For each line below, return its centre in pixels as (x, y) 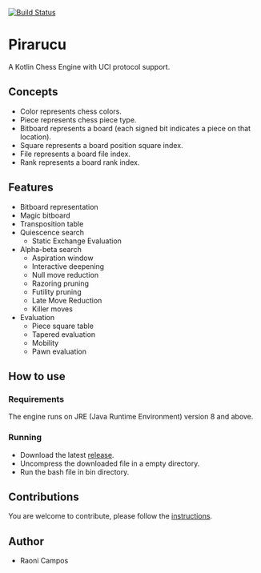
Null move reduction (65, 274)
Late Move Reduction (67, 300)
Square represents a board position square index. (101, 145)
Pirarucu (37, 45)
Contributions (44, 497)
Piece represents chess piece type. (78, 119)
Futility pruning (56, 291)
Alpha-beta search (51, 249)
